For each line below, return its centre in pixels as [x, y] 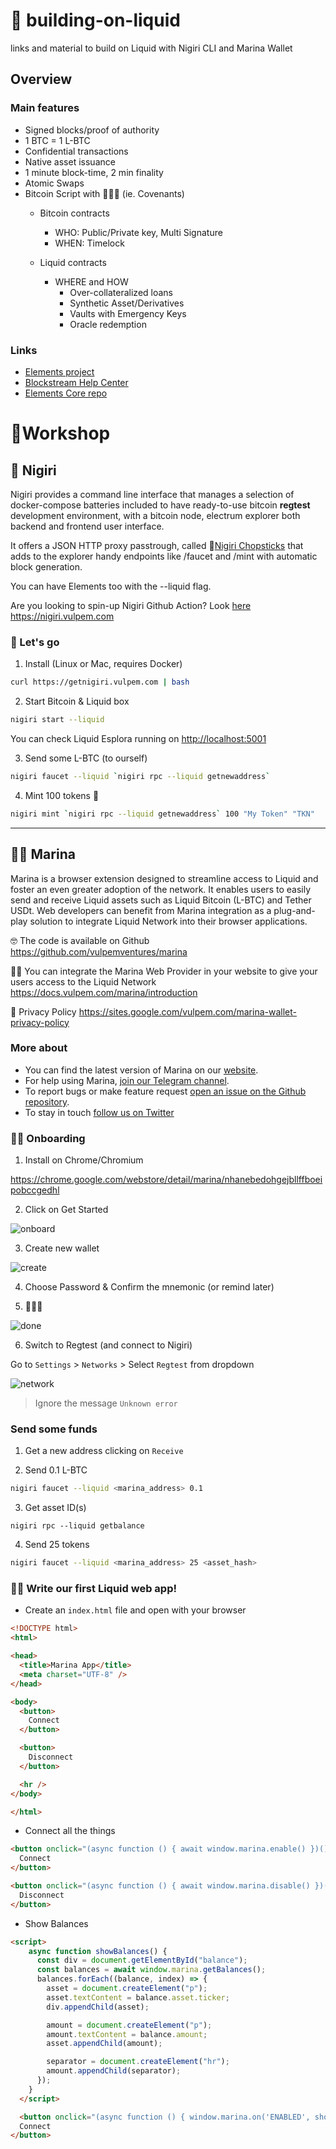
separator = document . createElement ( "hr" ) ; [138, 2062]
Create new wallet [62, 1248]
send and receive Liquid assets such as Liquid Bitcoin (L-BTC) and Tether [161, 900]
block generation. [46, 566]
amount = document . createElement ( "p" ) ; [129, 2025]
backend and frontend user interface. [87, 526]
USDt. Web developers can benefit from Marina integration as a [141, 910]
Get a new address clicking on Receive [104, 1451]
